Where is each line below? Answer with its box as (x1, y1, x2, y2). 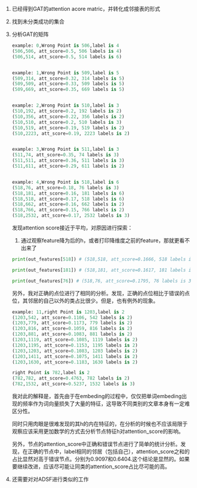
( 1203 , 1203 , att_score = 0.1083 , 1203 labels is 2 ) (11, 348, 138, 354)
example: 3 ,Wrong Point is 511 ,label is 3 (11, 146, 119, 153)
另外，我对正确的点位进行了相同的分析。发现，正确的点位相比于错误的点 (11, 289, 190, 296)
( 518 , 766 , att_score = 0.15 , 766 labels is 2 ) (11, 207, 125, 213)
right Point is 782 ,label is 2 (11, 370, 90, 376)
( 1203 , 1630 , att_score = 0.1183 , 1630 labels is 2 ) (11, 359, 138, 365)
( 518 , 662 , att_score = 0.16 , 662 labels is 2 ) (11, 201, 125, 208)
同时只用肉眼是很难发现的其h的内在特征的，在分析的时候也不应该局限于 (11, 420, 188, 427)
